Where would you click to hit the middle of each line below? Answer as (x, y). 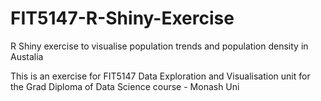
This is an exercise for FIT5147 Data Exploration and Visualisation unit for (160, 76)
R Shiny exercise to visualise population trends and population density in (159, 46)
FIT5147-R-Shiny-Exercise (122, 18)
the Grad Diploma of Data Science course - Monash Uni (125, 86)
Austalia (27, 56)
